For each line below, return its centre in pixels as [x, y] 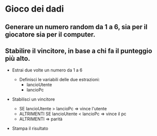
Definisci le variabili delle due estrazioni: [60, 80]
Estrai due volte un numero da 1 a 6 [47, 70]
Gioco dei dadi [34, 9]
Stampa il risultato [30, 128]
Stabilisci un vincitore [33, 99]
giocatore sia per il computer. [50, 34]
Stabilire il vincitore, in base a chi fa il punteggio [79, 51]
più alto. [18, 59]
